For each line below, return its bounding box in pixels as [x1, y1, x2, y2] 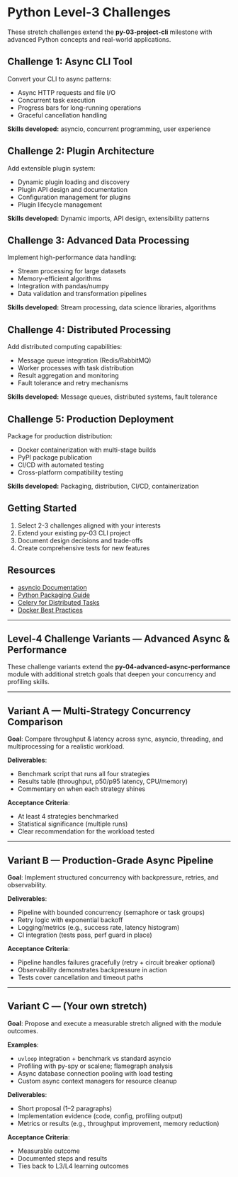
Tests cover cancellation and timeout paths [17, 973, 144, 982]
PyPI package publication [17, 453, 92, 461]
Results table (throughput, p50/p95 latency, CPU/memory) [17, 777, 188, 786]
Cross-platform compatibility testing [17, 468, 124, 477]
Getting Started [7, 502, 77, 514]
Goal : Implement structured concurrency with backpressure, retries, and [7, 873, 219, 882]
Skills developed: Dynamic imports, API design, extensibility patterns [7, 214, 210, 222]
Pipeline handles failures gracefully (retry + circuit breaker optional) [17, 958, 215, 967]
